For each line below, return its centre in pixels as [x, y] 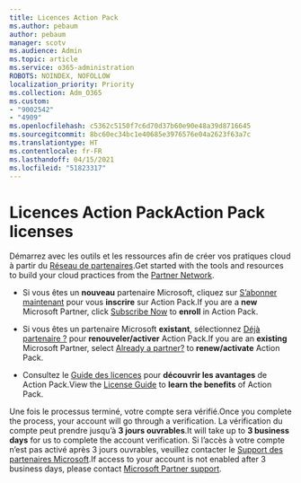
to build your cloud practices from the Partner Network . [112, 276]
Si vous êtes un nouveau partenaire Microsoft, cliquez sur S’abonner [150, 293]
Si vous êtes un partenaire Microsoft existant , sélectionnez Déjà [141, 329]
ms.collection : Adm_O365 [56, 92]
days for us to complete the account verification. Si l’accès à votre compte [147, 440]
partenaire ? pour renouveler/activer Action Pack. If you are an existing [155, 338]
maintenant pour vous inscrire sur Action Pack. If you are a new [140, 303]
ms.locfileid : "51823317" [58, 168]
